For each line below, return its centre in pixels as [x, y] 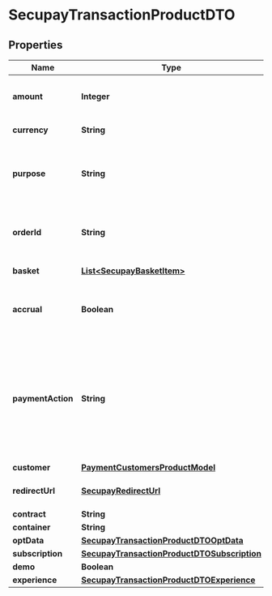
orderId [27, 232]
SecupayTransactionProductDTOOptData [162, 540]
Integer [95, 96]
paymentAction [43, 399]
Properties [36, 45]
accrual [28, 309]
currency [30, 130]
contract [29, 514]
